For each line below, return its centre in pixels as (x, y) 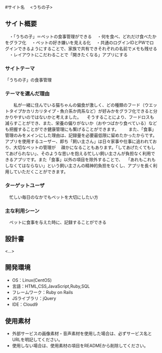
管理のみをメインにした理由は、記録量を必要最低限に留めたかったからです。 (81, 135)
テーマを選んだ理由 (27, 94)
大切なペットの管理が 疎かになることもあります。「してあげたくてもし (84, 147)
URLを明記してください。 (37, 340)
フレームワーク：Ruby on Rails (43, 292)
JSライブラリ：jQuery (34, 298)
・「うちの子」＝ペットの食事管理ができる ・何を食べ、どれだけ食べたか (83, 36)
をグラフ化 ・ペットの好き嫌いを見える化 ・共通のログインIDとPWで (77, 42)
